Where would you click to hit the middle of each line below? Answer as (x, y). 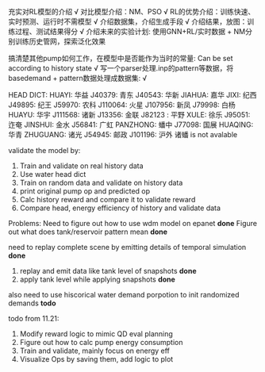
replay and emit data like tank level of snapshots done (108, 271)
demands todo (33, 303)
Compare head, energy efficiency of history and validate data (120, 208)
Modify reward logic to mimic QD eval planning (96, 334)
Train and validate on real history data (82, 166)
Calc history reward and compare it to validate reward (108, 199)
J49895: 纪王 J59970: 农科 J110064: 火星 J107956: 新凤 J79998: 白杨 (122, 105)
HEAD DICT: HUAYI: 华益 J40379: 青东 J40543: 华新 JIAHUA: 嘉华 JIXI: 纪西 (132, 95)
